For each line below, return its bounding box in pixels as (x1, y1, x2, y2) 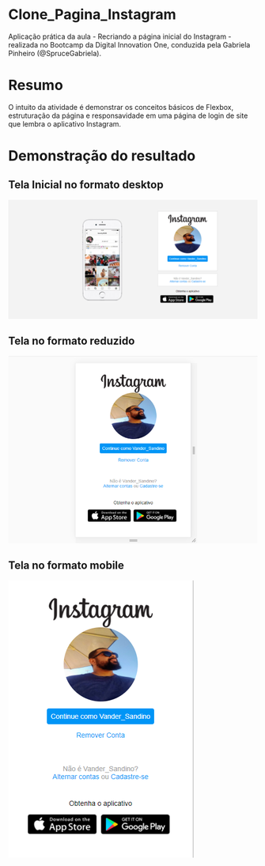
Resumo (8, 77, 63, 94)
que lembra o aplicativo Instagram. (8, 119, 121, 128)
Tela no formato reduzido (8, 335, 135, 348)
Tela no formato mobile (8, 559, 125, 573)
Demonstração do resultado (8, 147, 196, 165)
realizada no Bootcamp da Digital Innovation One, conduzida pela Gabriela (8, 40, 251, 49)
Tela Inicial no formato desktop (8, 178, 164, 191)
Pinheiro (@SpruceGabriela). (8, 48, 101, 58)
